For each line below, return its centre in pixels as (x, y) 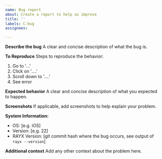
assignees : (16, 28)
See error (22, 82)
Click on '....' (25, 71)
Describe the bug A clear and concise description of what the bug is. (76, 47)
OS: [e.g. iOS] (26, 126)
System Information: (27, 116)
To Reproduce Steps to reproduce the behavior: (54, 56)
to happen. (16, 97)
